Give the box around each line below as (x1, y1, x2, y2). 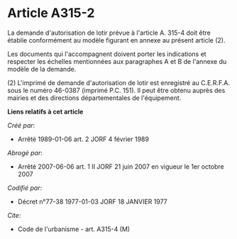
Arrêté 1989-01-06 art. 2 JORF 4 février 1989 (17, 135, 149, 143)
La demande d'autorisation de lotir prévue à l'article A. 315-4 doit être (7, 28, 211, 37)
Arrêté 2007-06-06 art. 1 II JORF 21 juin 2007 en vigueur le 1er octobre (17, 162, 225, 171)
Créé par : (7, 121, 35, 129)
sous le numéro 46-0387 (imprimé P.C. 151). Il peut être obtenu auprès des (7, 86, 226, 94)
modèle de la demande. (7, 65, 77, 73)
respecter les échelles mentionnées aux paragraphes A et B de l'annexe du (7, 57, 227, 65)
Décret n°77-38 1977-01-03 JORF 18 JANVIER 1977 (17, 197, 168, 206)
